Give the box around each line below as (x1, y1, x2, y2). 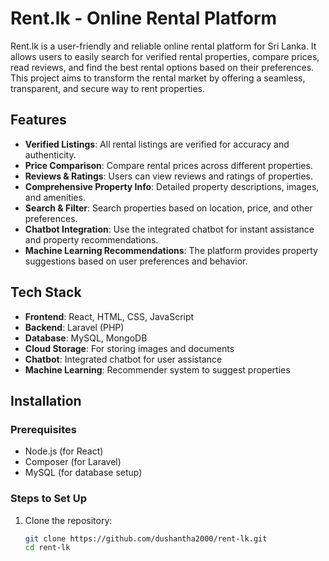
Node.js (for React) (24, 445, 104, 457)
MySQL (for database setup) (24, 467, 143, 479)
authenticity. (24, 148, 77, 161)
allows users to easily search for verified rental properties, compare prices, (10, 50, 320, 62)
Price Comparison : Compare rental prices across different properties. (24, 159, 313, 171)
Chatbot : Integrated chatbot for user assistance (24, 353, 223, 365)
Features (10, 112, 67, 129)
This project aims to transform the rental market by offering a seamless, (10, 72, 306, 84)
